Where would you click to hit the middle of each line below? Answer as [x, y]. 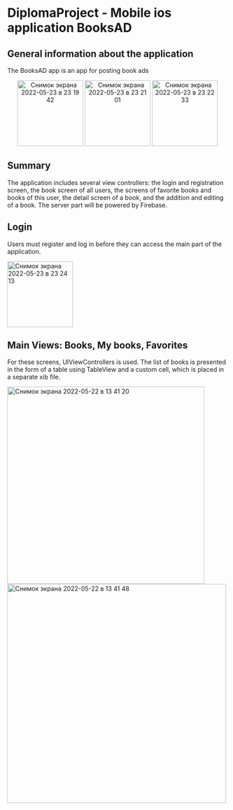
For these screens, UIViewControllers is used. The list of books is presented [116, 362]
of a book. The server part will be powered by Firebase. [87, 205]
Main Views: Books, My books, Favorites [98, 345]
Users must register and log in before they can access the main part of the [115, 244]
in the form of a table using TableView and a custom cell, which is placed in [116, 370]
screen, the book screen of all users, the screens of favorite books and [110, 190]
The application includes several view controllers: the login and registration [115, 182]
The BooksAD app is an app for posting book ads [78, 70]
